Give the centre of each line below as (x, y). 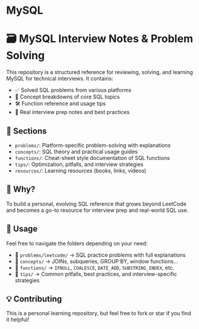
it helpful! (18, 319)
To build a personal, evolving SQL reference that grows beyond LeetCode (96, 204)
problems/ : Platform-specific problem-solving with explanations (93, 145)
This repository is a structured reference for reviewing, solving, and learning (100, 72)
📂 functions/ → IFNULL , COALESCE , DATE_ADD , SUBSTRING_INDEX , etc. (94, 267)
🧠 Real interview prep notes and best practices (72, 112)
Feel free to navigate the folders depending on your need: (77, 243)
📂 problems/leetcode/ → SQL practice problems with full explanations (100, 255)
